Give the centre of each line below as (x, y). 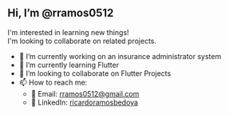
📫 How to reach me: (53, 82)
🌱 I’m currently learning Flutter (69, 65)
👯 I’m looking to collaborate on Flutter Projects (95, 73)
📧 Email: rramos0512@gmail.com (85, 93)
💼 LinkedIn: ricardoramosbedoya (85, 102)
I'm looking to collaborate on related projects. (82, 41)
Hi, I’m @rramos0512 (61, 13)
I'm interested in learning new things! (68, 32)
